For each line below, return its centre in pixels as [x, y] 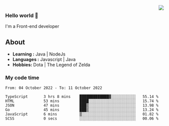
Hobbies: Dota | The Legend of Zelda [51, 65]
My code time [22, 78]
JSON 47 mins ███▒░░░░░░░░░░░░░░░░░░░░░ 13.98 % [82, 105]
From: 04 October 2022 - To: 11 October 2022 [54, 88]
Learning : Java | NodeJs [39, 54]
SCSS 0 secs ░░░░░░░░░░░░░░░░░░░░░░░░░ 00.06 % [82, 119]
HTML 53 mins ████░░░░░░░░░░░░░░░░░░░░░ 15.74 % [82, 101]
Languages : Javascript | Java [44, 59]
